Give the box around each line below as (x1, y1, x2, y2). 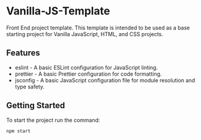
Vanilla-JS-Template (6, 4, 110, 18)
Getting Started (6, 100, 65, 111)
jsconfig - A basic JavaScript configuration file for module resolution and (14, 76, 195, 84)
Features (6, 48, 40, 58)
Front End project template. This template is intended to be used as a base (6, 24, 190, 31)
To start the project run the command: (6, 116, 100, 124)
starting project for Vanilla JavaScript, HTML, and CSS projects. (6, 30, 164, 37)
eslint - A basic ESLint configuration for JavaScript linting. (14, 64, 158, 71)
